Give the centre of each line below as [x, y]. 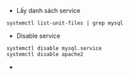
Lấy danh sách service [48, 11]
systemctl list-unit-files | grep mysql [65, 23]
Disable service [38, 36]
